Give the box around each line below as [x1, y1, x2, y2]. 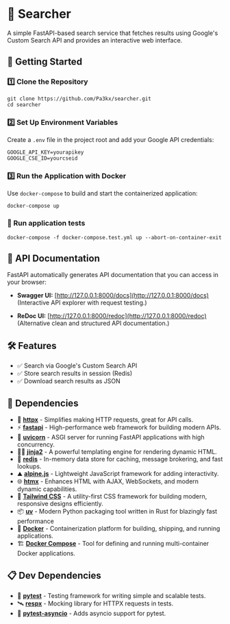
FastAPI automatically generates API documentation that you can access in [7, 271, 219, 279]
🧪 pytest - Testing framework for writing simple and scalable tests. [16, 591, 206, 599]
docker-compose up [7, 202, 60, 210]
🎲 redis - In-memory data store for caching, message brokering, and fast [16, 455, 223, 463]
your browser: [7, 278, 47, 287]
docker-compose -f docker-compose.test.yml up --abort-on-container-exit [7, 234, 222, 241]
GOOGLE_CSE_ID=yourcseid [7, 154, 78, 162]
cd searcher [7, 101, 41, 108]
